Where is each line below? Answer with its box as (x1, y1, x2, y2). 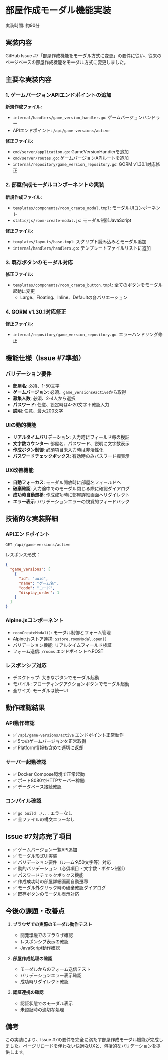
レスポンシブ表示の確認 (20, 938, 69, 944)
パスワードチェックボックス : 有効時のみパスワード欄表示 (12, 453, 130, 459)
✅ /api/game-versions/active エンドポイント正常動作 (12, 732, 124, 738)
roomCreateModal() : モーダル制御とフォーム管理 (12, 630, 111, 636)
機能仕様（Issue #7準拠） (5, 354, 86, 362)
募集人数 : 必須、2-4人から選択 (12, 395, 76, 401)
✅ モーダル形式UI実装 (12, 853, 58, 859)
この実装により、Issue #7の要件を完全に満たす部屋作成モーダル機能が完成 (5, 1037, 159, 1043)
